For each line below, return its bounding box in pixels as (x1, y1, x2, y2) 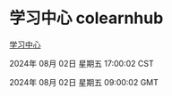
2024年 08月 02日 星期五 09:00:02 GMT (9, 76, 159, 87)
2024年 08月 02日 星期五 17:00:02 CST (9, 58, 154, 68)
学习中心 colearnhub (9, 8, 164, 28)
